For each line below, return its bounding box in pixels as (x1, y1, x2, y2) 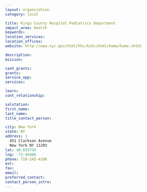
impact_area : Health (5, 25, 48, 30)
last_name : (5, 111, 28, 116)
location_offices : (5, 39, 43, 44)
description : (5, 52, 32, 57)
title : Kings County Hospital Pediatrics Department (5, 21, 116, 26)
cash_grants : (5, 66, 32, 71)
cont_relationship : (5, 93, 45, 98)
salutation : (5, 102, 30, 107)
